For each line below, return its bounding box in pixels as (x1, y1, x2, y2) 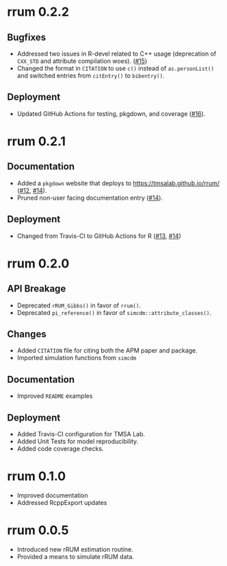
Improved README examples (16, 392, 93, 400)
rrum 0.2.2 (7, 4, 70, 20)
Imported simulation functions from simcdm (16, 354, 137, 362)
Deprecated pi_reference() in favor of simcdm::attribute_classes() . (16, 308, 212, 316)
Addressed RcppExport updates (16, 499, 107, 506)
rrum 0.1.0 (7, 469, 66, 484)
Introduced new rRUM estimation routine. (16, 545, 133, 553)
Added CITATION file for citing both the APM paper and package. (16, 346, 198, 355)
